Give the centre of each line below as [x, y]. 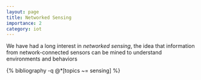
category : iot [24, 29]
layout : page [23, 12]
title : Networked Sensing [39, 18]
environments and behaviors [42, 59]
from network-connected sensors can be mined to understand [84, 53]
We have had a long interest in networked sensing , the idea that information [100, 46]
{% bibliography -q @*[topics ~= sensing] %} [63, 71]
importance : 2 [24, 23]
